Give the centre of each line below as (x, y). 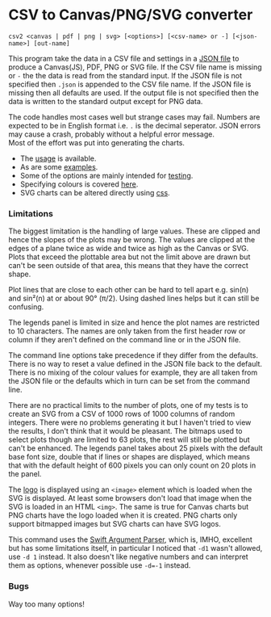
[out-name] (52, 43)
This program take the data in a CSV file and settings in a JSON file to (124, 58)
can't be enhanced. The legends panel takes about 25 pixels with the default (135, 448)
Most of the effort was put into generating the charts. (97, 142)
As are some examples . (59, 166)
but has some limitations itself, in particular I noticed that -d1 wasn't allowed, (135, 548)
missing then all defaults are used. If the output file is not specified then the (134, 92)
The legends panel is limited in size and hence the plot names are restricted (134, 323)
